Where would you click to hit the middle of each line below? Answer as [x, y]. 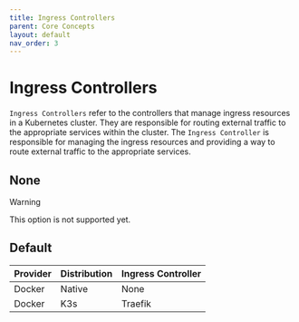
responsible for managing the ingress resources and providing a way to [142, 142]
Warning [25, 202]
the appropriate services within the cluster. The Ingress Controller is [140, 132]
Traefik [136, 303]
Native [74, 288]
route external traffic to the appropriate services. [101, 151]
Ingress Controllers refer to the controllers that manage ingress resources [150, 113]
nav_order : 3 [34, 43]
